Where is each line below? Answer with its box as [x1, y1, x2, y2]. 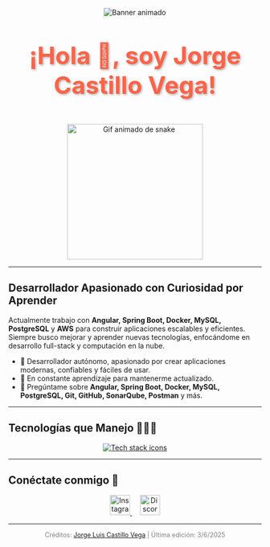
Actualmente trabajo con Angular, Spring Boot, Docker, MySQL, [8, 315, 222, 325]
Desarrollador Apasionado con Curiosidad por [8, 281, 243, 295]
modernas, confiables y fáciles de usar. [19, 365, 151, 374]
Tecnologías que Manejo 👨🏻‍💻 [8, 422, 157, 435]
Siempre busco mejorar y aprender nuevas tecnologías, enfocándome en [8, 332, 251, 341]
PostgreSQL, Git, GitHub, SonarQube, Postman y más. [19, 390, 203, 400]
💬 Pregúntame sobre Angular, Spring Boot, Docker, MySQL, [19, 382, 220, 391]
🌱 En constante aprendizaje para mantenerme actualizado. [19, 374, 215, 383]
